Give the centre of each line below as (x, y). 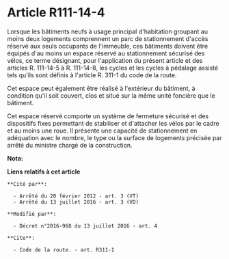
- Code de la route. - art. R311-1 (64, 250)
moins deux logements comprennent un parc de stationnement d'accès (108, 38)
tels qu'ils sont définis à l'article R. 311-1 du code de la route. (92, 75)
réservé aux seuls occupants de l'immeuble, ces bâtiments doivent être (108, 46)
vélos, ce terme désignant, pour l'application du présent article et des (105, 60)
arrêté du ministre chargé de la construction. (70, 145)
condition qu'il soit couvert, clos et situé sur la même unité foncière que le (111, 95)
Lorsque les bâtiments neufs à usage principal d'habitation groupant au (108, 31)
